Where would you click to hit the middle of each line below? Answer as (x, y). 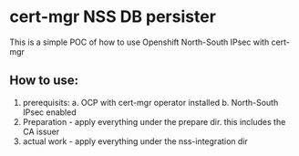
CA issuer (41, 131)
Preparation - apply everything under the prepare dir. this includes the (154, 121)
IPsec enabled (49, 112)
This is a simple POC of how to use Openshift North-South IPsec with (139, 42)
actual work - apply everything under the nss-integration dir (135, 141)
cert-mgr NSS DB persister (113, 17)
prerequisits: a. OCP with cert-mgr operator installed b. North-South (150, 102)
